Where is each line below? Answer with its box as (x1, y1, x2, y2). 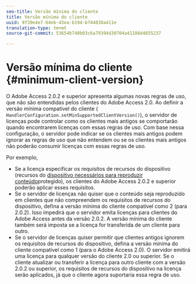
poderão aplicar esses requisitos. (14, 184, 96, 191)
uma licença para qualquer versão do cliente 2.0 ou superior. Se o (14, 253, 174, 260)
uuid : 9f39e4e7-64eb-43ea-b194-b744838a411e (6, 19, 117, 25)
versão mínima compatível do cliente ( (6, 105, 99, 112)
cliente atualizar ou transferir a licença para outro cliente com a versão (14, 259, 186, 266)
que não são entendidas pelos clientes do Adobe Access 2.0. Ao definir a (6, 99, 184, 106)
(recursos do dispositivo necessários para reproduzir (14, 171, 143, 179)
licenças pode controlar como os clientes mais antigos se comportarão (6, 118, 178, 125)
